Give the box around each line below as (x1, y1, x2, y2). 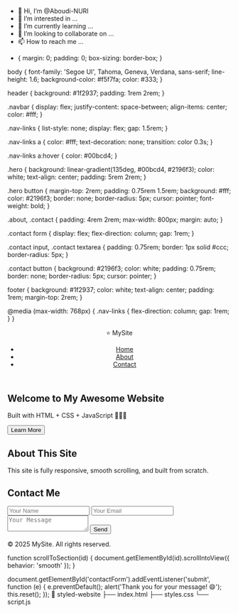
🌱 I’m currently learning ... (17, 22, 94, 30)
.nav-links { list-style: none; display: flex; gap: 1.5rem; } (7, 124, 168, 132)
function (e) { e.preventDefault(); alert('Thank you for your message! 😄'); (7, 582, 222, 591)
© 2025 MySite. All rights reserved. (7, 540, 112, 548)
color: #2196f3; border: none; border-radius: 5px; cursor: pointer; (7, 194, 199, 202)
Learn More (11, 426, 42, 434)
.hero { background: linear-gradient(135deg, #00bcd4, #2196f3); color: (7, 166, 215, 173)
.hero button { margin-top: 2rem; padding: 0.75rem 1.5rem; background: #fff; (7, 187, 232, 195)
